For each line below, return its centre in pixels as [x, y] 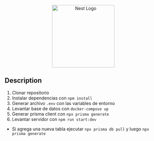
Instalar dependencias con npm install [52, 98]
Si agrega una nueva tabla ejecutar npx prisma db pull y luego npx [80, 129]
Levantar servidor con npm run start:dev [54, 119]
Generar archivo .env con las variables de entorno [63, 103]
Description [23, 81]
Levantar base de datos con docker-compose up [60, 108]
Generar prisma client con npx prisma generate [60, 114]
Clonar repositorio [30, 92]
